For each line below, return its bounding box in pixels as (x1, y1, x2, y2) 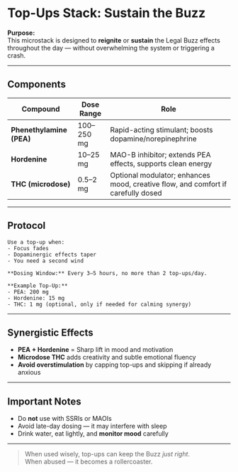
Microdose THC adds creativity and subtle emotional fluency (17, 353, 196, 362)
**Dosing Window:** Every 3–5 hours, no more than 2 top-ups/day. (7, 269, 208, 277)
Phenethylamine (11, 124, 67, 134)
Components (7, 78, 66, 90)
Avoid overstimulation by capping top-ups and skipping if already (17, 360, 212, 369)
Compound (21, 104, 60, 114)
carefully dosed (110, 188, 162, 198)
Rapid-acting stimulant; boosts (110, 124, 213, 134)
